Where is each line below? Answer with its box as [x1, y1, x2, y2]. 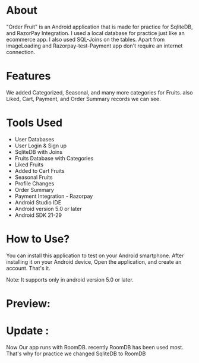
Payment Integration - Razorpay [14, 192, 93, 200]
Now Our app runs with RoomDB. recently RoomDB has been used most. [6, 343, 184, 351]
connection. [6, 48, 36, 55]
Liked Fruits [14, 161, 43, 168]
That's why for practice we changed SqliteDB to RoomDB [6, 350, 146, 357]
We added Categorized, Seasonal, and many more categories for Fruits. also [6, 89, 193, 96]
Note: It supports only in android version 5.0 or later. [6, 276, 134, 283]
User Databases [14, 135, 55, 143]
